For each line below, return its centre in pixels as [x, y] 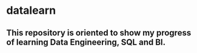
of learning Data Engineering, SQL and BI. [86, 42]
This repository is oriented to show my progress [99, 33]
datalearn [31, 11]
